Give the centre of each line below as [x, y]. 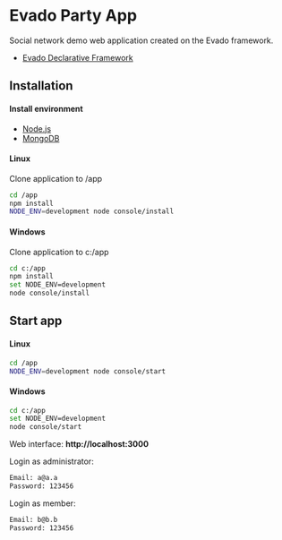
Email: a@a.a [34, 478]
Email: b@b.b [34, 519]
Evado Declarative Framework [78, 57]
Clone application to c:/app [59, 252]
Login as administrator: [51, 461]
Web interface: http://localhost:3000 [79, 444]
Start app [36, 321]
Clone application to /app [56, 178]
